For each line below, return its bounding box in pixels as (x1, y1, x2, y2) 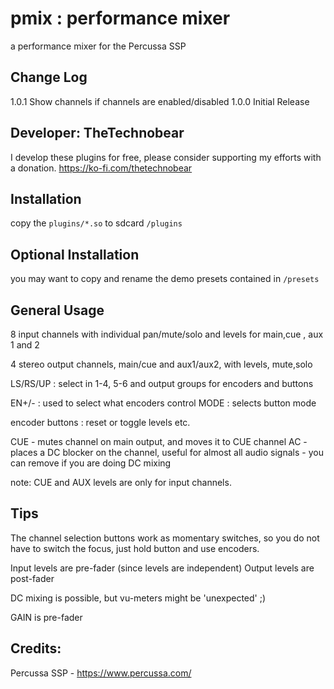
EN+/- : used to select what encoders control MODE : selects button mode (10, 397, 317, 409)
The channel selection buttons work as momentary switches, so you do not (10, 532, 320, 544)
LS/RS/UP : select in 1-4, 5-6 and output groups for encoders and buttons (10, 378, 314, 389)
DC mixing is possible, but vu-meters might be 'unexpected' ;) (10, 592, 267, 604)
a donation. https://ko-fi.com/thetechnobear (10, 162, 193, 174)
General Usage (10, 302, 105, 319)
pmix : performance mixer (10, 7, 231, 30)
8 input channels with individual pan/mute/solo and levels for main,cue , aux (10, 328, 324, 340)
